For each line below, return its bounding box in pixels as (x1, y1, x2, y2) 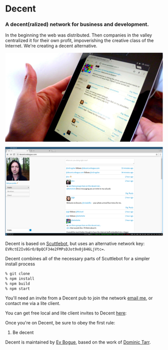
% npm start (5, 286, 30, 291)
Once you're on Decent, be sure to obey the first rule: (5, 319, 115, 325)
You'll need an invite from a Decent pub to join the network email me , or (5, 295, 153, 301)
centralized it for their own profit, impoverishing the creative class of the (5, 38, 154, 44)
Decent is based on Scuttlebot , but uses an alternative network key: (5, 240, 145, 246)
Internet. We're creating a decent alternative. (5, 43, 97, 49)
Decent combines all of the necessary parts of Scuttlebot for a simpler (5, 255, 150, 261)
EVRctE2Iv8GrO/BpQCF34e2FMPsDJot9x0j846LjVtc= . (5, 246, 105, 252)
